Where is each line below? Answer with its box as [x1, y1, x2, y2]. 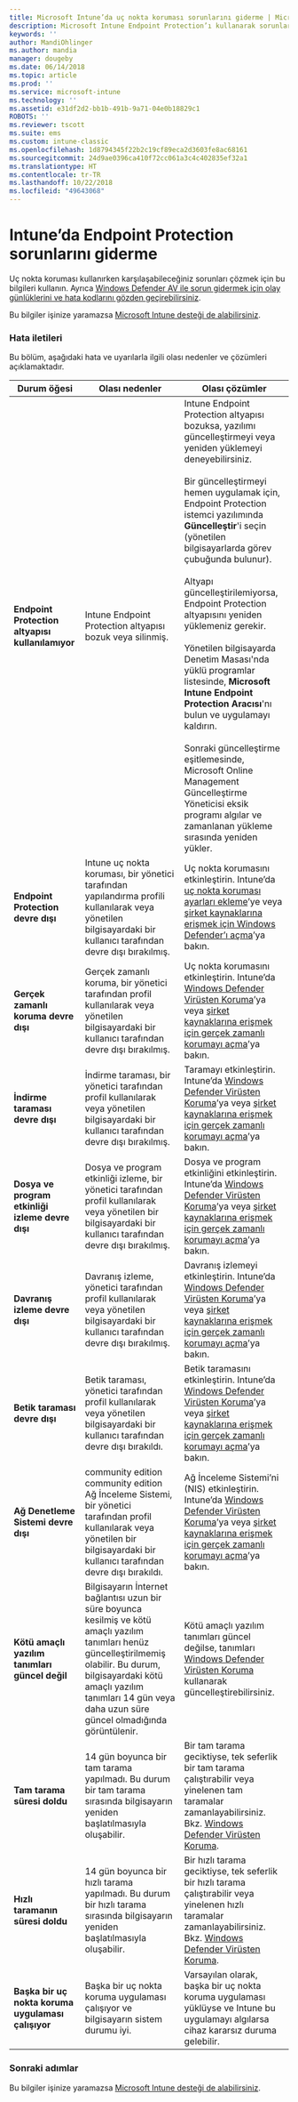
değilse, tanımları [184, 1642, 255, 1655]
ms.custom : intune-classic [9, 137, 109, 146]
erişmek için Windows [184, 918, 277, 930]
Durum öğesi [17, 383, 74, 395]
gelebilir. [184, 2035, 220, 2048]
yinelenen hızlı [184, 1898, 244, 1911]
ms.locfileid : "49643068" [9, 187, 105, 196]
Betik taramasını [184, 1363, 251, 1375]
